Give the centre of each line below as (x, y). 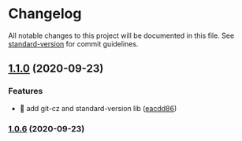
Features (26, 91)
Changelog (45, 14)
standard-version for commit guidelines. (73, 43)
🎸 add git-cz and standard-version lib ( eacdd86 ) (98, 108)
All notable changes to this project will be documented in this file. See (121, 35)
